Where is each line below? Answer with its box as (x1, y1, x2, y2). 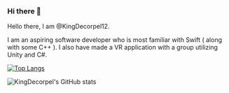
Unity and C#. (7, 50, 48, 59)
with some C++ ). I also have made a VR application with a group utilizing (7, 43, 218, 52)
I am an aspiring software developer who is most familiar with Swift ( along (7, 36, 223, 44)
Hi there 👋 (7, 6, 42, 16)
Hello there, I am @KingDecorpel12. (7, 22, 110, 31)
